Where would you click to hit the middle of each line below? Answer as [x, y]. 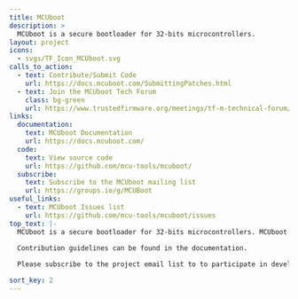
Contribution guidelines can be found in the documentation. [133, 248]
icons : [21, 51]
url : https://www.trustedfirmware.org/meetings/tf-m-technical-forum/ [158, 108]
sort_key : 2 [31, 280]
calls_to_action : [41, 67]
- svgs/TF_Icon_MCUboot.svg [69, 59]
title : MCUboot [37, 17]
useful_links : [35, 199]
